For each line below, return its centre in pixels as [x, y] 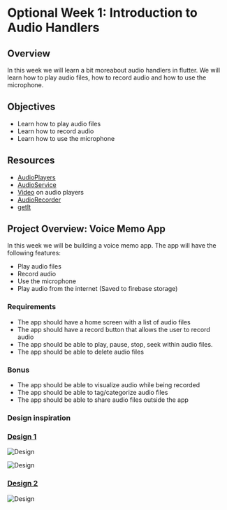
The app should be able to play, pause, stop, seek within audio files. [115, 344]
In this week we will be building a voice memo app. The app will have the [112, 246]
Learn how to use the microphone [66, 138]
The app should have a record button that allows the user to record [114, 329]
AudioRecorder [39, 200]
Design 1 [22, 436]
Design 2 [23, 483]
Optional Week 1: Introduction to [102, 13]
